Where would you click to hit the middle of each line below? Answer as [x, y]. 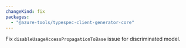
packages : [18, 17]
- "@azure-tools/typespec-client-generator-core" [72, 22]
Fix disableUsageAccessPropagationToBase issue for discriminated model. [93, 39]
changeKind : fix [25, 11]
